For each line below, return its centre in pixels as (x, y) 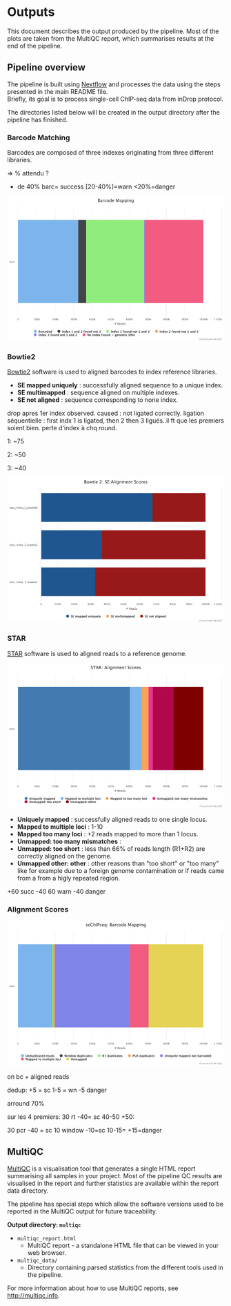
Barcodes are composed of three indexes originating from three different (110, 153)
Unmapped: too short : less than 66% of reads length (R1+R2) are (111, 848)
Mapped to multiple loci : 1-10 (60, 827)
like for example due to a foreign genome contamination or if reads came (121, 870)
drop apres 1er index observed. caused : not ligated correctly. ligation (106, 413)
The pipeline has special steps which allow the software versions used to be (115, 1204)
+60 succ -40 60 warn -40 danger (57, 891)
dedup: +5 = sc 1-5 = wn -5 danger (57, 1090)
